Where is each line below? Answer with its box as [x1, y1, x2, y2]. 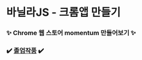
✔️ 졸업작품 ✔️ [6, 47, 44, 55]
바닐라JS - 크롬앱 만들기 [6, 5, 121, 19]
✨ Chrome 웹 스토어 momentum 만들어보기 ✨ [6, 28, 136, 37]
